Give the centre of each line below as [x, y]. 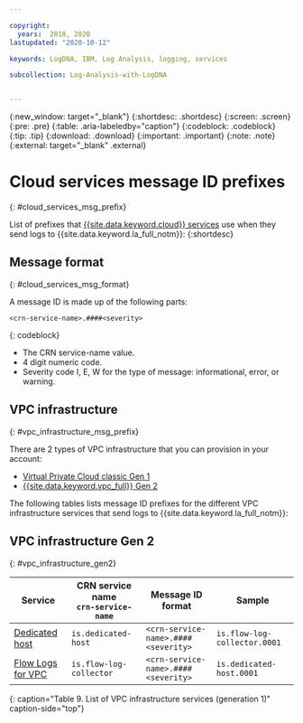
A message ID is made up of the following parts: [98, 301]
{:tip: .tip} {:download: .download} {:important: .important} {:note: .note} [142, 136]
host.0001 [237, 673]
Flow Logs [36, 662]
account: [26, 458]
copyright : [30, 25]
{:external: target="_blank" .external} [78, 146]
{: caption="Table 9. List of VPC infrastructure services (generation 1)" [140, 699]
